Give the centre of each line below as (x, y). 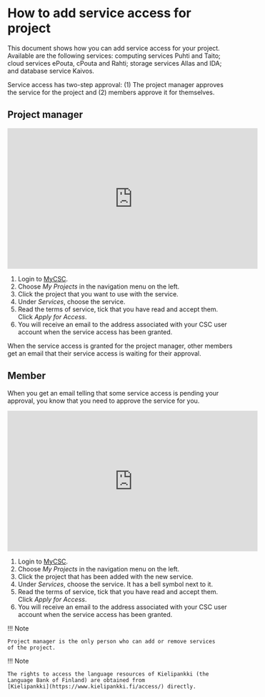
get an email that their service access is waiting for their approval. (104, 353)
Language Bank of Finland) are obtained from (76, 680)
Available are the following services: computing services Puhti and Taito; (114, 56)
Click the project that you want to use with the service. (98, 294)
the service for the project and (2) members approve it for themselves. (111, 92)
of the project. (31, 648)
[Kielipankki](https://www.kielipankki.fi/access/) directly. (102, 686)
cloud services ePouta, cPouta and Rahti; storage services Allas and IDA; (115, 63)
